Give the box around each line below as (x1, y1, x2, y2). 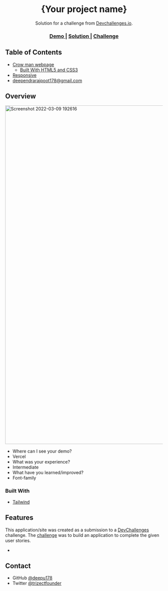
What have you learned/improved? (12, 470, 84, 476)
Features (5, 513, 33, 522)
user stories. (5, 537, 31, 543)
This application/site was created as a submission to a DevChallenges (5, 527, 149, 533)
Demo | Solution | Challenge (49, 33, 119, 40)
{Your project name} (40, 4, 127, 15)
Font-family (12, 475, 36, 481)
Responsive (12, 72, 36, 78)
